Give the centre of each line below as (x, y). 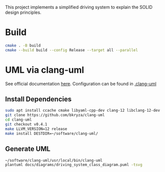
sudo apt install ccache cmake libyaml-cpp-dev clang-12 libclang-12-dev (83, 111)
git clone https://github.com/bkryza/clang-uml (55, 115)
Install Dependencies (38, 99)
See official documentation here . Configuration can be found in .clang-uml (81, 84)
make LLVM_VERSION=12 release (36, 129)
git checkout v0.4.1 (26, 125)
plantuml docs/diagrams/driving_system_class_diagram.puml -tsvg (74, 165)
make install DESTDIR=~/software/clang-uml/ (52, 133)
